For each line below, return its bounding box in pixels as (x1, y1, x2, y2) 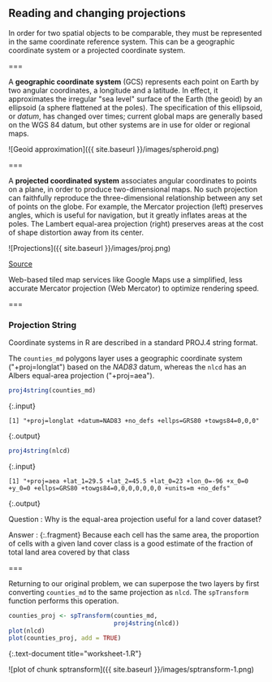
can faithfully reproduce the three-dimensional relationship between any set (8, 192, 263, 202)
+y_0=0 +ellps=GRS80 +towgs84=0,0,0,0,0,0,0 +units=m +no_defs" (8, 484, 231, 492)
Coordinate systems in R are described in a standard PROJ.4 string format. (8, 338, 258, 347)
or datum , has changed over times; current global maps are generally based (8, 111, 263, 121)
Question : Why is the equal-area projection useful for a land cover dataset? (8, 514, 262, 524)
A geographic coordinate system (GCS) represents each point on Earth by (8, 76, 260, 86)
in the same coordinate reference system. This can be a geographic (8, 37, 235, 46)
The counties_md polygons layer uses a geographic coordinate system (8, 353, 243, 364)
